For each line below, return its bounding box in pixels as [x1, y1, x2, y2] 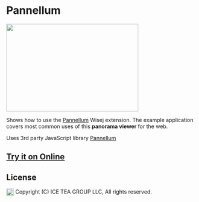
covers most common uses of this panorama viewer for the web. [6, 123, 168, 130]
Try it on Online [6, 151, 65, 162]
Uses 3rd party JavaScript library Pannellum [6, 134, 116, 141]
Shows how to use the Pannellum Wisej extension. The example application [6, 116, 194, 123]
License [6, 172, 37, 182]
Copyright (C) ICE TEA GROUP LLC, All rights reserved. [14, 188, 153, 195]
